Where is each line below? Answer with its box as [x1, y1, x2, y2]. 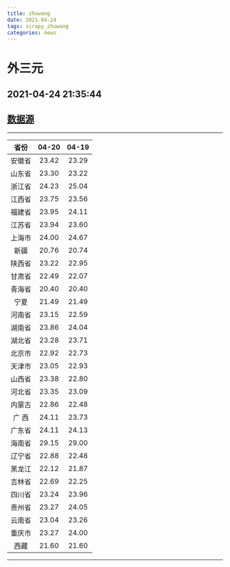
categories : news [7, 29, 57, 36]
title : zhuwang [7, 10, 51, 17]
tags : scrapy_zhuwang [7, 23, 69, 29]
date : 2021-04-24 [7, 16, 57, 23]
